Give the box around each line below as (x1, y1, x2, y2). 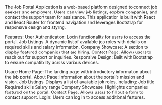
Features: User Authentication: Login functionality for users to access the (5, 34, 151, 39)
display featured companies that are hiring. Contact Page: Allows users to (5, 49, 152, 55)
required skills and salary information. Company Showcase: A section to (5, 44, 148, 50)
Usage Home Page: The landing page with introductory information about (5, 69, 151, 74)
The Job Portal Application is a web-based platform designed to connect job (5, 4, 158, 10)
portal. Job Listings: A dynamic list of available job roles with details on (5, 39, 147, 45)
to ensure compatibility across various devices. (5, 60, 99, 65)
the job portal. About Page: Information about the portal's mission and (5, 74, 144, 79)
